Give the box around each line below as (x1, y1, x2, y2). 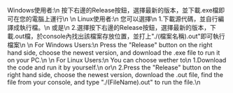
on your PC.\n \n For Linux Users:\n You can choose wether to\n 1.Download (7, 56, 227, 64)
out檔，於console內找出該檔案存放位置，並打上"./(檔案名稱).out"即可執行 (15, 32, 225, 40)
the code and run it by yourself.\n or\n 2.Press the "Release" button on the (7, 63, 222, 71)
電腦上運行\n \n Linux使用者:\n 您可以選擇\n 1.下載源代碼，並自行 (31, 15, 218, 23)
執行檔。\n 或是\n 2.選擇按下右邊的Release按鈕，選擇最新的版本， (19, 24, 211, 31)
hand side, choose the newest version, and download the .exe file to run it (7, 49, 220, 57)
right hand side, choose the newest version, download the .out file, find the (7, 71, 224, 78)
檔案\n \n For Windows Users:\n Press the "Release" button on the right (7, 41, 213, 49)
